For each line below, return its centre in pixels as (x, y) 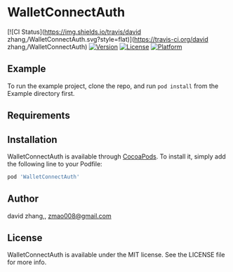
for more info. (27, 262)
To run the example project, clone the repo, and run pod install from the (113, 86)
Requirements (39, 116)
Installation (32, 139)
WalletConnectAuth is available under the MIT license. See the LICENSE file (116, 255)
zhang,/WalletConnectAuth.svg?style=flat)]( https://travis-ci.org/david (108, 39)
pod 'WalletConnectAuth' (44, 177)
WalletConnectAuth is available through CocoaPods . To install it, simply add (116, 156)
